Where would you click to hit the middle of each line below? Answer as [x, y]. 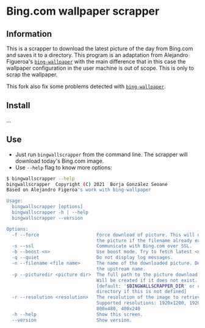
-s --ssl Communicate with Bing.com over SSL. [102, 246]
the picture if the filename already [144, 240]
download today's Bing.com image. [59, 161]
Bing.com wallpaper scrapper [83, 11]
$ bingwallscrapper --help [41, 179]
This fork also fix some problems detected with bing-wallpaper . [86, 86]
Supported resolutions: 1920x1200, [142, 303]
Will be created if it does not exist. [147, 280]
